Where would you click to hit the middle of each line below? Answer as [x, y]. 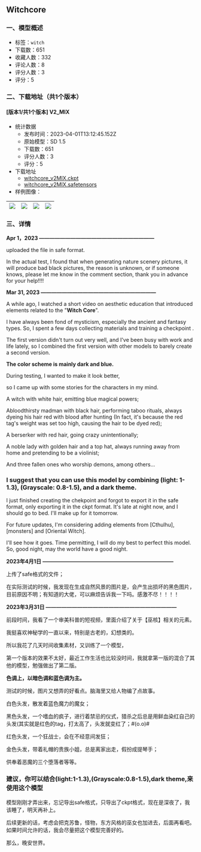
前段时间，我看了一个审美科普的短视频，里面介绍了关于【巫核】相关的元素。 [100, 620]
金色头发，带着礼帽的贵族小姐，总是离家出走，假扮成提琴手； [82, 749]
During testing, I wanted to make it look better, [63, 376]
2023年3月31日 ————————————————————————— [92, 607]
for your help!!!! [25, 281]
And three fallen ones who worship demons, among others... [81, 465]
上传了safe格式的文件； [35, 574]
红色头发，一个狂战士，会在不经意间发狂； [59, 736]
